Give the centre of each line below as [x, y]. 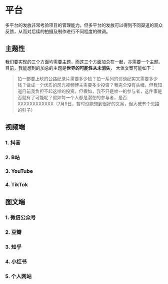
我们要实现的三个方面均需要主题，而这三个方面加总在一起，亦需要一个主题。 [84, 62]
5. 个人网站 [18, 276]
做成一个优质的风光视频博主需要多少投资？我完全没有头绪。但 [90, 85]
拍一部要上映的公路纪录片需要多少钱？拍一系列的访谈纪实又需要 [83, 79]
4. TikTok [17, 184]
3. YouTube [19, 171]
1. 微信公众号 [20, 217]
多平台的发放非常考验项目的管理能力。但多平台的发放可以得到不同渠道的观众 [84, 25]
